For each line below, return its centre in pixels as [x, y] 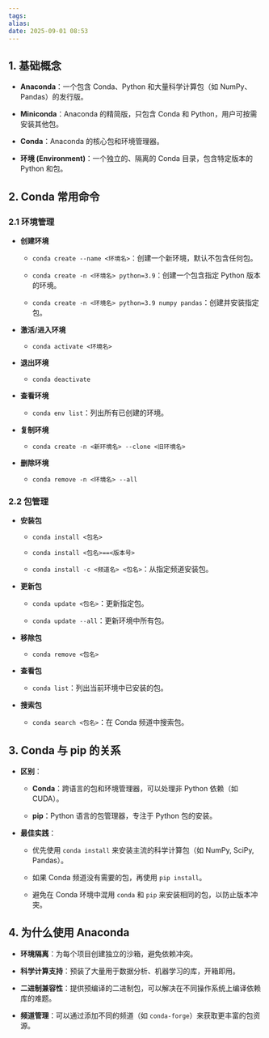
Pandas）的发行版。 [54, 97]
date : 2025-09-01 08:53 [48, 31]
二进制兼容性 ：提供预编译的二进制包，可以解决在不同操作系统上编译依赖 [140, 988]
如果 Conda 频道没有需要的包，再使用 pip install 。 [119, 877]
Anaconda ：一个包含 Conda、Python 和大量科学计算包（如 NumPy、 [136, 87]
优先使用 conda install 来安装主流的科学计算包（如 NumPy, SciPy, [143, 849]
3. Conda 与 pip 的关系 [65, 750]
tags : [17, 16]
